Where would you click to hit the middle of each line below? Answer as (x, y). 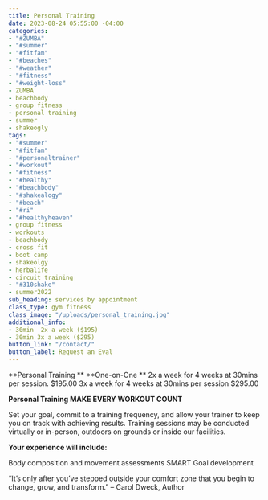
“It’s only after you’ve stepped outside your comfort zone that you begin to (132, 478)
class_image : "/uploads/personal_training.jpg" (89, 314)
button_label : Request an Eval (61, 352)
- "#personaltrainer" (45, 158)
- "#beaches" (30, 61)
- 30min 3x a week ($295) (51, 337)
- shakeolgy (28, 262)
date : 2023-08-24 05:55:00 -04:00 (66, 23)
